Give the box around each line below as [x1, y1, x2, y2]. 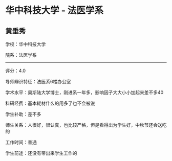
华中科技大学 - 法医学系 [5, 5, 104, 16]
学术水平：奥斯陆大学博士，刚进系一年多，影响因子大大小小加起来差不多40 [5, 89, 164, 95]
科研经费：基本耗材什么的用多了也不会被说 [5, 100, 95, 106]
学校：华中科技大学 [5, 41, 46, 47]
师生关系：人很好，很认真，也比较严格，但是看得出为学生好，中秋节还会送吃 [5, 122, 167, 128]
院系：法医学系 [5, 52, 37, 58]
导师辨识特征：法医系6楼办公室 [5, 79, 71, 84]
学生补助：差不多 [5, 111, 41, 117]
